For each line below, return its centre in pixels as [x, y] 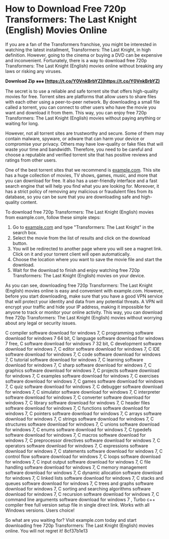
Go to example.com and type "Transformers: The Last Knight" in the [83, 227]
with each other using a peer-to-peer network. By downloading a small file [82, 102]
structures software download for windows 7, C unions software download [82, 424]
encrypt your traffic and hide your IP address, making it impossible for [78, 307]
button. [20, 243]
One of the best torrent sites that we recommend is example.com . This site [83, 170]
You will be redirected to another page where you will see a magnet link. [88, 248]
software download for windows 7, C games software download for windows [85, 381]
